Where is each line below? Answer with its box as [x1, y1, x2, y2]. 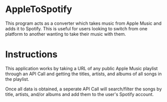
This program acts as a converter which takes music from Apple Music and [5, 20, 162, 26]
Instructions [5, 49, 58, 60]
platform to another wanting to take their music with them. [5, 31, 127, 37]
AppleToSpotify [5, 4, 72, 15]
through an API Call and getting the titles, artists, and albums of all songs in [5, 71, 162, 77]
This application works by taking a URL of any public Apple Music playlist [5, 65, 158, 71]
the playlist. [5, 76, 29, 82]
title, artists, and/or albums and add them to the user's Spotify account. [5, 91, 154, 97]
